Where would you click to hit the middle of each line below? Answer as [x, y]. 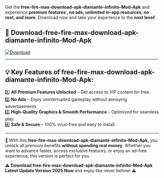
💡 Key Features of [32, 72]
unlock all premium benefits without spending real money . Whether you [78, 145]
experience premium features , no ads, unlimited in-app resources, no [77, 12]
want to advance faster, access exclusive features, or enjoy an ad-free [76, 151]
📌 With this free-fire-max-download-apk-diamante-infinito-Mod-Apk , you [81, 140]
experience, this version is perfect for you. [48, 156]
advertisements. [21, 106]
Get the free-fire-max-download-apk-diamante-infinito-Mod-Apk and [77, 7]
